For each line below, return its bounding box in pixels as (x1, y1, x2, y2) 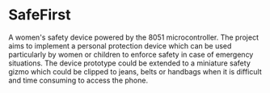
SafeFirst (8, 6, 71, 24)
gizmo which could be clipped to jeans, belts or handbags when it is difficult (8, 66, 262, 76)
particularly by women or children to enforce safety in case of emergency (8, 49, 254, 59)
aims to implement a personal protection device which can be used (8, 40, 232, 50)
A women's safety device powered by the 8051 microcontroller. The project (8, 32, 259, 42)
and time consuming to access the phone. (8, 75, 148, 85)
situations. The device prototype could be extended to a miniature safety (8, 58, 251, 68)
